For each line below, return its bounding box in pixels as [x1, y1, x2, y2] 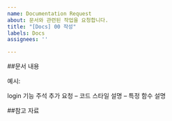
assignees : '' [7, 36, 49, 43]
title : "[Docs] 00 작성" [7, 23, 77, 30]
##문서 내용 [7, 62, 40, 70]
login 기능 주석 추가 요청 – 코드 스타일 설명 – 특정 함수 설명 [7, 92, 166, 100]
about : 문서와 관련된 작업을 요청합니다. [7, 17, 109, 24]
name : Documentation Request [7, 10, 92, 17]
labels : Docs [7, 29, 45, 37]
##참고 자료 [7, 106, 40, 115]
